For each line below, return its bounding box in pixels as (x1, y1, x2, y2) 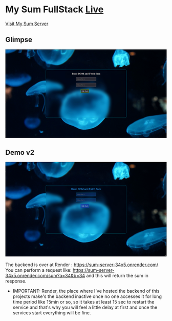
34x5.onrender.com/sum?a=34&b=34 (5, 272, 85, 278)
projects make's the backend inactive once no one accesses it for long (12, 293, 162, 299)
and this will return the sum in (86, 272, 148, 278)
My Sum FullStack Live (5, 4, 104, 15)
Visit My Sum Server (5, 21, 49, 27)
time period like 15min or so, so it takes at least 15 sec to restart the (12, 298, 155, 305)
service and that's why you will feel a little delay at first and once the (12, 304, 158, 310)
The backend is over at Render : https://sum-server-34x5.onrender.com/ (5, 262, 159, 268)
